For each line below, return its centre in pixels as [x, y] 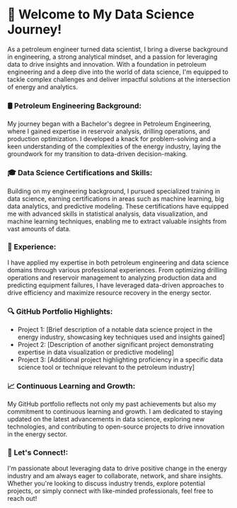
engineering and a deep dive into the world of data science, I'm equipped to [118, 72]
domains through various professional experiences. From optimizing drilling [117, 270]
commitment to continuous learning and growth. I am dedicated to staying [115, 412]
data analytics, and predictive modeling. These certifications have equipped [118, 206]
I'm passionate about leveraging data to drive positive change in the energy [117, 468]
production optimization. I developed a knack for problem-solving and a [112, 139]
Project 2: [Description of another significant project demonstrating [115, 345]
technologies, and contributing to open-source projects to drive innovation [116, 427]
